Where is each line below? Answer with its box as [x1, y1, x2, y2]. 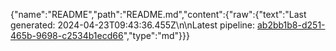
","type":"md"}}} [123, 30, 190, 41]
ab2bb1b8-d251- [256, 19, 326, 31]
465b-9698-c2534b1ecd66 [10, 30, 124, 41]
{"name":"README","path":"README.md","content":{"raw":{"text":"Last [10, 9, 307, 20]
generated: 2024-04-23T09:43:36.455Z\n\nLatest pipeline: [10, 19, 256, 31]
